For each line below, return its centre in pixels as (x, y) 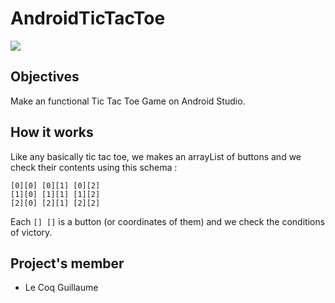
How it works (52, 132)
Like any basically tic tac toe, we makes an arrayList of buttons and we (156, 156)
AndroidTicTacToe (88, 18)
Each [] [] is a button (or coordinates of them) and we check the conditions (168, 221)
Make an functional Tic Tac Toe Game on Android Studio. (128, 101)
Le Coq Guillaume (61, 288)
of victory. (31, 232)
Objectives (45, 77)
